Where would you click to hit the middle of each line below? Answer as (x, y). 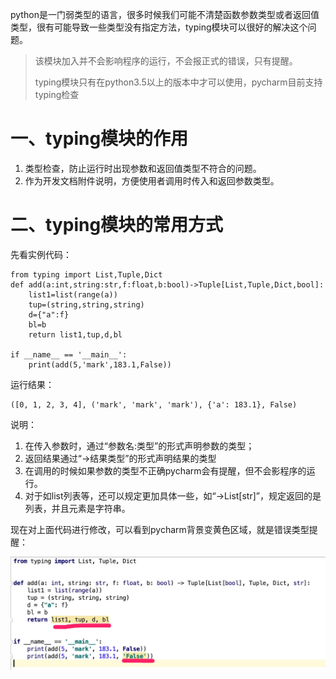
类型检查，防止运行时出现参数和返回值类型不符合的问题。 (143, 168)
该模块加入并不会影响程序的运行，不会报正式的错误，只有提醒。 (166, 61)
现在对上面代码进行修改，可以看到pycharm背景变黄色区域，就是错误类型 (160, 529)
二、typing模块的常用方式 (117, 225)
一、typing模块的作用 (99, 139)
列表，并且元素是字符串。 (77, 508)
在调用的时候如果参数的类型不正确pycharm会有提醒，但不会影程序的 (165, 470)
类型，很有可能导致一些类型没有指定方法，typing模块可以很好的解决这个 (159, 27)
